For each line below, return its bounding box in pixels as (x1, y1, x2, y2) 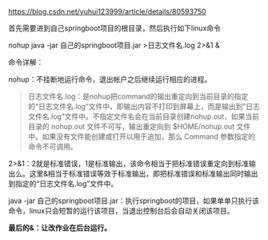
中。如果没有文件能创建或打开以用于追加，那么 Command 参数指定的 (27, 132, 256, 141)
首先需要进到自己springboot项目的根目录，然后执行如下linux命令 (8, 23, 222, 33)
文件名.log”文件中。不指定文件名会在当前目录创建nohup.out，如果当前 (27, 112, 260, 121)
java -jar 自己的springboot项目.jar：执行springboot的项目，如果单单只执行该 (8, 196, 260, 205)
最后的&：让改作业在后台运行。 (8, 223, 112, 232)
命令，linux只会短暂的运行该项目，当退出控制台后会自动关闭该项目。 (8, 206, 234, 215)
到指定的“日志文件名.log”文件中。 (8, 179, 118, 188)
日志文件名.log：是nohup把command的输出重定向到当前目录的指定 (27, 92, 249, 101)
